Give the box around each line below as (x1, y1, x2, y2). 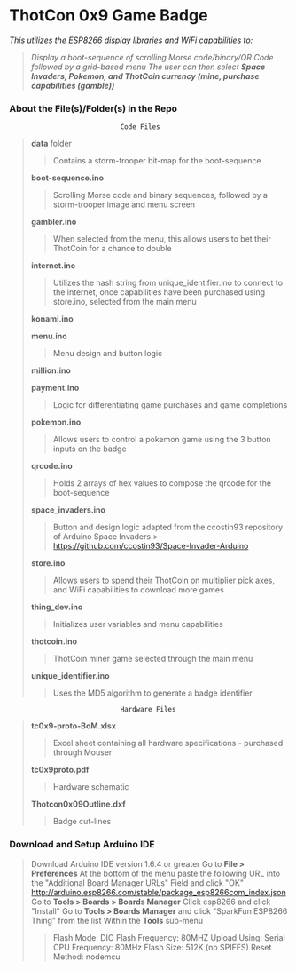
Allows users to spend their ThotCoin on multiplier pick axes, (52, 575, 275, 586)
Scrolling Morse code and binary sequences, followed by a (52, 190, 269, 201)
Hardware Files (120, 705, 176, 714)
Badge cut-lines (52, 816, 112, 827)
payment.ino (30, 383, 80, 394)
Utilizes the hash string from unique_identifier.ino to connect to (52, 277, 284, 289)
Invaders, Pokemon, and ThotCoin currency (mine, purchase (30, 70, 260, 81)
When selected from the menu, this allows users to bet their (52, 234, 272, 244)
